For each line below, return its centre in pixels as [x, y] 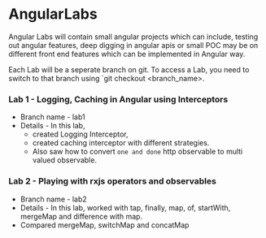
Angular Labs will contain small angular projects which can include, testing [133, 37]
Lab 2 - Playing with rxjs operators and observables [113, 181]
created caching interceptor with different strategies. [121, 143]
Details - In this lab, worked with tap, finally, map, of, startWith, [125, 207]
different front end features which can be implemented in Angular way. [127, 54]
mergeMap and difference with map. [81, 216]
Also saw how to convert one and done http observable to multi [137, 152]
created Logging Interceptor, [80, 134]
